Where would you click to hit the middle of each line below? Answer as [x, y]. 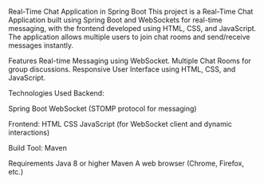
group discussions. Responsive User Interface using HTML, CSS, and [122, 69]
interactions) [29, 132]
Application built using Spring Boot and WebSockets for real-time [115, 20]
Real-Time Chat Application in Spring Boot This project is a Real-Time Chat [131, 12]
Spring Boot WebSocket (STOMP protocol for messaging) [102, 108]
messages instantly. [41, 45]
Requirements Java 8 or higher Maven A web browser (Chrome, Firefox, [126, 163]
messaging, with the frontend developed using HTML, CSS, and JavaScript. [132, 28]
